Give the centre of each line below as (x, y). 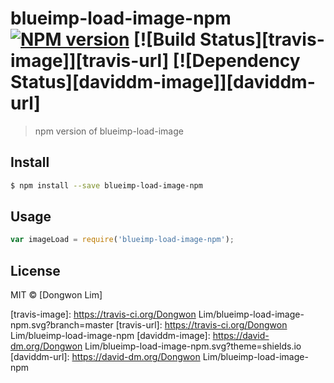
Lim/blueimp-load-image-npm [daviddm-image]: (110, 336)
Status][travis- (262, 39)
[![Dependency (236, 61)
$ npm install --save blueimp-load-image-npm (106, 185)
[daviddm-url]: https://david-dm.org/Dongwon (105, 357)
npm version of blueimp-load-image (109, 131)
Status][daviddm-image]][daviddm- (163, 82)
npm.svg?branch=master (62, 325)
